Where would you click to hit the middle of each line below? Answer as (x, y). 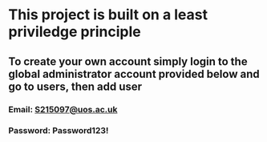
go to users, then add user (75, 86)
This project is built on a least (108, 15)
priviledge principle (75, 32)
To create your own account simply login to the (128, 61)
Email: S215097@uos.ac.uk (63, 109)
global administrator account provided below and (134, 74)
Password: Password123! (59, 131)
